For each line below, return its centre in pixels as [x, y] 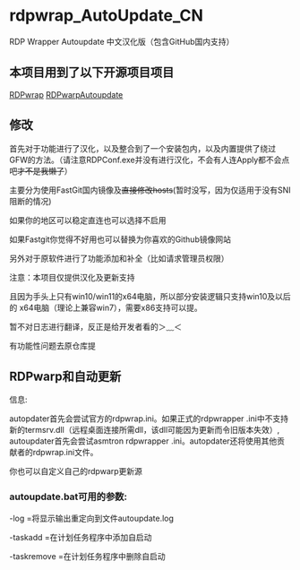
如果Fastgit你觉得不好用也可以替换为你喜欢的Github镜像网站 [120, 239]
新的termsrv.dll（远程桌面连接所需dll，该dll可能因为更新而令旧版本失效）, [145, 430]
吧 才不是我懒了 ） [41, 170]
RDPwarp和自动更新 [65, 376]
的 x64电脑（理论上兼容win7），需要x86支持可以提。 [106, 307]
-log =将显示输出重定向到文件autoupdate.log [92, 518]
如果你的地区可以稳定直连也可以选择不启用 [88, 220]
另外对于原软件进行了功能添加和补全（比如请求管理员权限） [119, 258]
